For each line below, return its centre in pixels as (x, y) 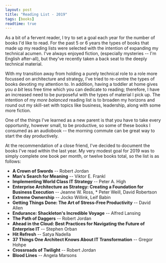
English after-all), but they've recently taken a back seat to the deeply (76, 59)
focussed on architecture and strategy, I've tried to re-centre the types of (80, 79)
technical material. (24, 64)
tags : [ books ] (20, 19)
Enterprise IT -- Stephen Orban (45, 229)
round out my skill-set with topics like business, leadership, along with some (83, 105)
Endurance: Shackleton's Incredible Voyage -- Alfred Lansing (77, 213)
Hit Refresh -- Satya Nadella (41, 234)
